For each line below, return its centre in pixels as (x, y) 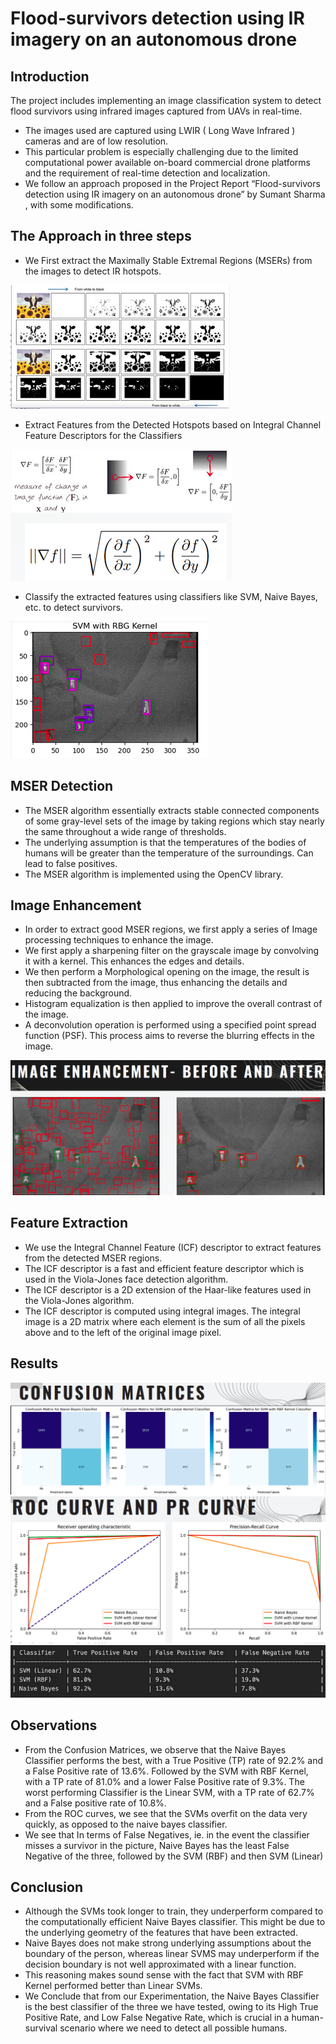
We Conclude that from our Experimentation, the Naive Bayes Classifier (172, 1996)
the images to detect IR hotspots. (93, 271)
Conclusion (47, 1887)
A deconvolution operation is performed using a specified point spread (170, 1025)
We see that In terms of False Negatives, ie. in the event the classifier (167, 1834)
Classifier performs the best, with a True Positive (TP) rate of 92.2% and (174, 1760)
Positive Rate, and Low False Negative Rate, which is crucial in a (157, 2018)
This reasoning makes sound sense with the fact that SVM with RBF (164, 1975)
